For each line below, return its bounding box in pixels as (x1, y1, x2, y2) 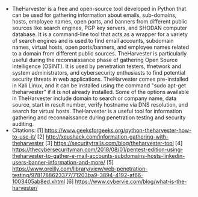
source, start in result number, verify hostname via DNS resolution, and (11, 101, 188, 108)
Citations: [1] (11, 127, 43, 134)
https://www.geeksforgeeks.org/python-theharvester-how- (44, 127, 192, 134)
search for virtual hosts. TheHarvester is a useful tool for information (11, 108, 182, 114)
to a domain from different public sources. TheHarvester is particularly (11, 50, 187, 57)
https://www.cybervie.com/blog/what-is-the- (75, 178, 187, 185)
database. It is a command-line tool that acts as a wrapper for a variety (11, 31, 188, 38)
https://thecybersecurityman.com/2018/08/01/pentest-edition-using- (11, 146, 184, 153)
